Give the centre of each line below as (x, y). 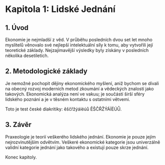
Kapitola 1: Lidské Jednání (60, 9)
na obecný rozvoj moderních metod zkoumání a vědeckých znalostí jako (79, 88)
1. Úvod (17, 28)
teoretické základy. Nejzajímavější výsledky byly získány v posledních (77, 50)
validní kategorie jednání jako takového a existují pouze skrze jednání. (77, 147)
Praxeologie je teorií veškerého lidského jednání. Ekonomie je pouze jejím (80, 136)
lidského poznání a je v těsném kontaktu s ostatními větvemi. (68, 99)
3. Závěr (18, 125)
